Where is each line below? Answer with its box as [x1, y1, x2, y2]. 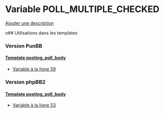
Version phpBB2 [5, 78, 46, 85]
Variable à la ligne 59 [12, 66, 56, 72]
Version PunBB [5, 42, 43, 49]
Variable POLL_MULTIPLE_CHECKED [5, 4, 159, 15]
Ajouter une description [5, 20, 54, 26]
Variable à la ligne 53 [12, 102, 56, 108]
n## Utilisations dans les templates [5, 30, 78, 36]
